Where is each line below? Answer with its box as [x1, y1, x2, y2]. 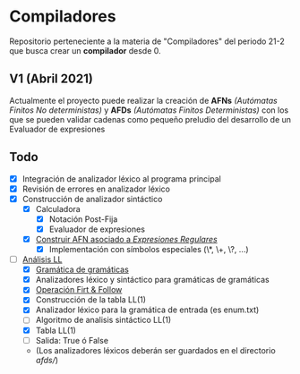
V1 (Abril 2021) [9, 72, 94, 87]
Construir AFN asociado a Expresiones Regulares [35, 234, 218, 244]
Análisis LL [21, 254, 63, 265]
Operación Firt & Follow [35, 285, 123, 295]
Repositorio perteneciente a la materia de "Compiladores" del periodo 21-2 [9, 36, 285, 47]
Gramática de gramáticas [35, 264, 130, 275]
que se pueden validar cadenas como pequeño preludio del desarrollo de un [9, 114, 292, 124]
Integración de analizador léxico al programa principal [21, 173, 221, 184]
